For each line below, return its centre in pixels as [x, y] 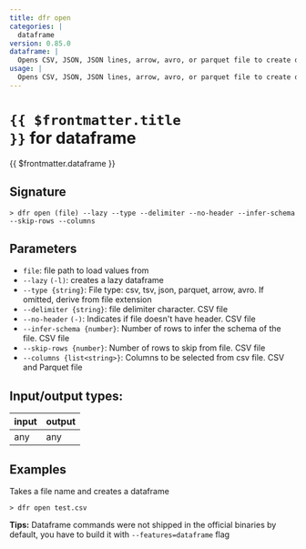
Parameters [43, 248]
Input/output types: [66, 396]
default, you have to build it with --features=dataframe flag [120, 534]
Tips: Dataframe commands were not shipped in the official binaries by [143, 524]
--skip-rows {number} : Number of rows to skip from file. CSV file [144, 348]
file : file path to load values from [86, 270]
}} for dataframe [73, 138]
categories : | [36, 26]
